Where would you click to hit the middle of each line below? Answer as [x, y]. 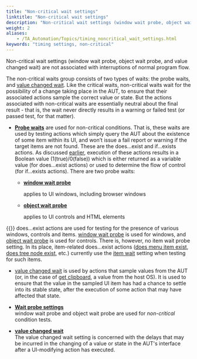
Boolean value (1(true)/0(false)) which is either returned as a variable [98, 159]
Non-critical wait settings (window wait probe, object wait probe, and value [97, 61]
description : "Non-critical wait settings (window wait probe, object [94, 22]
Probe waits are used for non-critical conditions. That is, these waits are [102, 128]
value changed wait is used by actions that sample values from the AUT [101, 270]
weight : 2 [18, 28]
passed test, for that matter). [40, 116]
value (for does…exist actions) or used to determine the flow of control [100, 165]
